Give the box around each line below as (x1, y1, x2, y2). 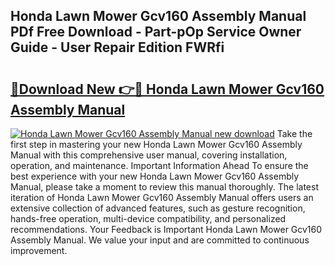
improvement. (10, 245, 68, 256)
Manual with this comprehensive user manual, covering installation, (10, 149, 288, 161)
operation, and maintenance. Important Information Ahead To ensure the (10, 160, 309, 171)
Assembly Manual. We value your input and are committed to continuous (10, 234, 310, 246)
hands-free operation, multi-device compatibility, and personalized (10, 213, 287, 224)
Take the (276, 128, 313, 139)
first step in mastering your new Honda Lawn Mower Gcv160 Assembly (10, 139, 303, 150)
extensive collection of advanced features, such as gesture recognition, (10, 202, 306, 214)
